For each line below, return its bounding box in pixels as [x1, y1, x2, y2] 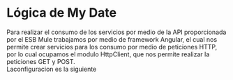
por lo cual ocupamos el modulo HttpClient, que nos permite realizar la [6, 50, 210, 58]
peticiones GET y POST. [6, 57, 76, 65]
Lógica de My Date [6, 5, 116, 21]
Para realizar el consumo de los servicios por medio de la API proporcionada [6, 28, 227, 36]
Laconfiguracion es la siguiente [6, 65, 97, 73]
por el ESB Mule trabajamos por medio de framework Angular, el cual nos [6, 35, 218, 43]
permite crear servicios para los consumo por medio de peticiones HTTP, [6, 42, 218, 51]
